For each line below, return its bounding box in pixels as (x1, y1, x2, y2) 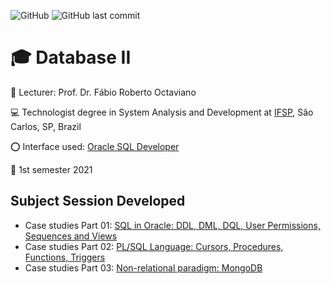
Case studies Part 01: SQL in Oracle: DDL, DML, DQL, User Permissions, (24, 219, 321, 231)
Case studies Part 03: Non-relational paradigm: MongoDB (24, 261, 263, 274)
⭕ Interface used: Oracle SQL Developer (10, 140, 180, 152)
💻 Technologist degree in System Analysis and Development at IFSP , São (10, 106, 314, 118)
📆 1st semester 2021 (10, 163, 93, 175)
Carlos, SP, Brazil (10, 120, 82, 132)
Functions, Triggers (24, 251, 106, 263)
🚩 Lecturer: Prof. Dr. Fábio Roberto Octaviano (10, 86, 197, 98)
